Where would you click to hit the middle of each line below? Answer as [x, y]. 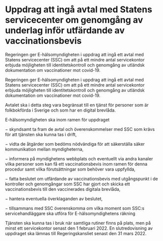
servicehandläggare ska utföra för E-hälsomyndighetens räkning [70, 213]
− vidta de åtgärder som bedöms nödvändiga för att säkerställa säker [75, 144]
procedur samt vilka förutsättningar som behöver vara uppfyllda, [70, 169]
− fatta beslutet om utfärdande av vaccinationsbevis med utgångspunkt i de [81, 179]
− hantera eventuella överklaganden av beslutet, [54, 199]
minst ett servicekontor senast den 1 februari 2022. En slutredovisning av [79, 228]
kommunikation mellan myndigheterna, [44, 149]
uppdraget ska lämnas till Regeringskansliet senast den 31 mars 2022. [76, 233]
